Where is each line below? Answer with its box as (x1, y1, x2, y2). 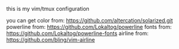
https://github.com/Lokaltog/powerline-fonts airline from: (6, 30, 149, 37)
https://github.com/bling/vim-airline (6, 36, 96, 43)
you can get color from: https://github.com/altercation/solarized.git (6, 17, 174, 24)
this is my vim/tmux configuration (6, 5, 89, 12)
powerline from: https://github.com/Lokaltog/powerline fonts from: (6, 24, 172, 30)
